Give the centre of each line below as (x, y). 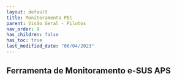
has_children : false (33, 35)
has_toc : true (24, 40)
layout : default (27, 12)
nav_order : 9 (23, 29)
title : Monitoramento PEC (39, 18)
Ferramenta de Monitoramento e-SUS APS (89, 71)
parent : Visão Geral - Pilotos (46, 23)
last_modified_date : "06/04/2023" (51, 46)
